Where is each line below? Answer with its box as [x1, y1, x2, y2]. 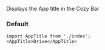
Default [6, 20, 29, 28]
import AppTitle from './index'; [6, 33, 91, 39]
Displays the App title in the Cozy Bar [6, 5, 100, 12]
